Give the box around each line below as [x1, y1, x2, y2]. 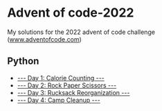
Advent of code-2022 [7, 5, 134, 21]
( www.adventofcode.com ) [7, 35, 82, 43]
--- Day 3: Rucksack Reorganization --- [17, 88, 130, 96]
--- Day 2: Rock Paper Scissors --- [17, 81, 117, 89]
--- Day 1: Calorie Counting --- [17, 74, 105, 82]
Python [7, 55, 39, 67]
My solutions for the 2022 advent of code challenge [7, 28, 156, 36]
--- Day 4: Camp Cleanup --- [17, 96, 100, 104]
